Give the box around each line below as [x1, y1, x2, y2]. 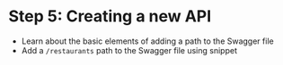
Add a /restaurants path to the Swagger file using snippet [21, 45, 237, 55]
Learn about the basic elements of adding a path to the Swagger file [21, 36, 275, 46]
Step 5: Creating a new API [8, 6, 212, 27]
